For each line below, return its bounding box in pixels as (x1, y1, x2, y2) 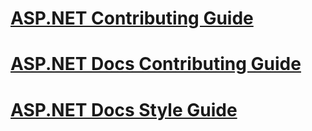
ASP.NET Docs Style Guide (10, 98, 238, 121)
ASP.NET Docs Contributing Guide (10, 53, 302, 76)
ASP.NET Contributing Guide (10, 7, 254, 30)
